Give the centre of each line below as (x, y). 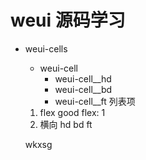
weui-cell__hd (83, 78)
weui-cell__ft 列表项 (95, 101)
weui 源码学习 (68, 20)
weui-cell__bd (83, 89)
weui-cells (46, 48)
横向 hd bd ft (66, 124)
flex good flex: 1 (72, 112)
